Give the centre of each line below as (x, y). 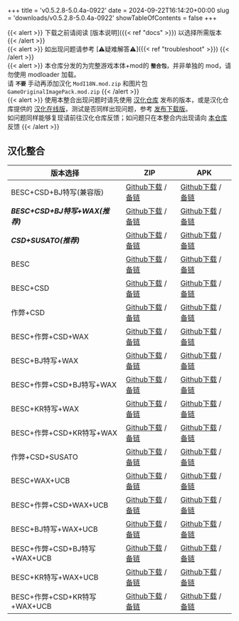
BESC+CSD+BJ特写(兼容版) (58, 192)
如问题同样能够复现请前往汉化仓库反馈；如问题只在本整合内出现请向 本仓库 (117, 118)
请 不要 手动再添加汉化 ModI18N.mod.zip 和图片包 (78, 83)
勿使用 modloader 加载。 (44, 75)
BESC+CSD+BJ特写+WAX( (57, 211)
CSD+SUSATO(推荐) (46, 240)
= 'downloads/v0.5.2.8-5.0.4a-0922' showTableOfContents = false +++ (112, 18)
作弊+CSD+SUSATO (44, 457)
